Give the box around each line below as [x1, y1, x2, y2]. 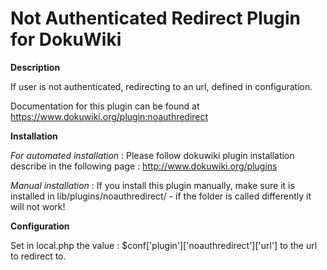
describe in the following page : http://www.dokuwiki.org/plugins [10, 160, 278, 172]
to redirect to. [10, 250, 67, 262]
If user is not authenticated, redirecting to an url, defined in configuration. [10, 80, 313, 92]
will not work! [10, 200, 66, 212]
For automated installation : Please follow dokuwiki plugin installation [10, 149, 295, 161]
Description [10, 61, 61, 73]
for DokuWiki [10, 28, 122, 51]
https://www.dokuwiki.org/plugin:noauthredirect [10, 110, 209, 122]
